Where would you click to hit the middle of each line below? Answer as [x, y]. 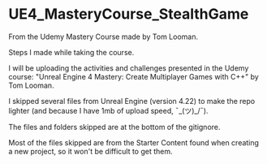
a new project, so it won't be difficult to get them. [90, 151]
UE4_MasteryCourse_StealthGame [129, 14]
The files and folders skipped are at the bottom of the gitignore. [114, 127]
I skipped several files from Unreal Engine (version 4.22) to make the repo [132, 101]
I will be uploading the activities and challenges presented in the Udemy [129, 68]
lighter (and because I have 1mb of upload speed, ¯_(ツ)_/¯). [108, 110]
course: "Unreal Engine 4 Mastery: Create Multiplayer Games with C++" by [134, 76]
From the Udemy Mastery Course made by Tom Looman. [103, 37]
